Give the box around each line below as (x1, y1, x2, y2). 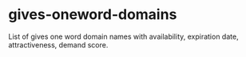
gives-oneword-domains (8, 6, 177, 24)
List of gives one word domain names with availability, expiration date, (8, 32, 239, 41)
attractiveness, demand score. (8, 40, 109, 49)
